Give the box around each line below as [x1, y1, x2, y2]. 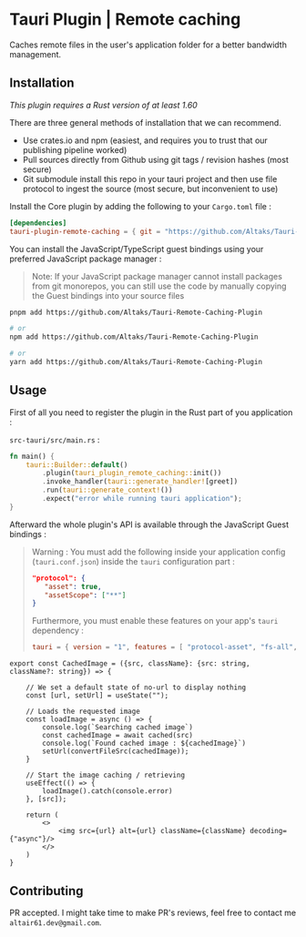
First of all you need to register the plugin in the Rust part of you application [9, 406, 293, 418]
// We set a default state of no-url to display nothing [25, 683, 247, 692]
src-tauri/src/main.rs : [9, 433, 100, 445]
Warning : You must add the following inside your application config [31, 546, 286, 557]
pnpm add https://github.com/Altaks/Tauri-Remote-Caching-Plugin [9, 308, 262, 317]
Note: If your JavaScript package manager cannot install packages [31, 270, 282, 281]
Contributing [9, 883, 84, 899]
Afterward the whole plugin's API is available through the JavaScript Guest [9, 519, 290, 530]
